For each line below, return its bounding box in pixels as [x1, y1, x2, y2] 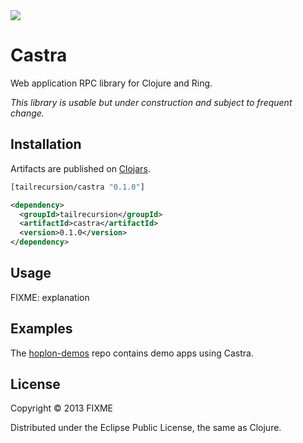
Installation [10, 136, 82, 153]
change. [10, 107, 45, 119]
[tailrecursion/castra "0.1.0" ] [10, 182, 145, 192]
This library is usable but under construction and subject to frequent [10, 96, 293, 108]
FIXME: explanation [10, 291, 90, 303]
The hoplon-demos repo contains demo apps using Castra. [10, 347, 254, 359]
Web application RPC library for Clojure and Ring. [10, 77, 213, 89]
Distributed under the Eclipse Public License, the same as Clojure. [10, 422, 282, 434]
